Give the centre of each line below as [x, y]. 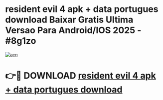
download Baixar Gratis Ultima [69, 20]
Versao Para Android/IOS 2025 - [73, 30]
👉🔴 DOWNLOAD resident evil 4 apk [81, 76]
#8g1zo [21, 41]
